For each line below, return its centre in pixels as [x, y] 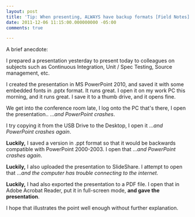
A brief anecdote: [27, 50]
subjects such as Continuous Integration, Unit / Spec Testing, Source [89, 67]
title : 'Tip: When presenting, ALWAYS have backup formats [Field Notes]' [99, 17]
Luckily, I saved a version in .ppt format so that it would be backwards [91, 143]
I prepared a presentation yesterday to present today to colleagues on [90, 61]
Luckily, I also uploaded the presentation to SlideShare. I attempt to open [94, 167]
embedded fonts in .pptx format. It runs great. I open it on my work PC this [96, 90]
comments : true [25, 28]
